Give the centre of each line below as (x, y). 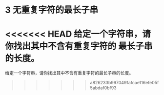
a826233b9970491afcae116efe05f (124, 83)
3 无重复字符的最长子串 (52, 10)
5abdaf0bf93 (103, 88)
